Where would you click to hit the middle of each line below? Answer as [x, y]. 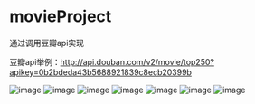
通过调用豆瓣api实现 [47, 43]
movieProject [61, 17]
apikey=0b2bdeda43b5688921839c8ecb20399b [101, 72]
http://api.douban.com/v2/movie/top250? [137, 61]
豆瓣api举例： [35, 61]
